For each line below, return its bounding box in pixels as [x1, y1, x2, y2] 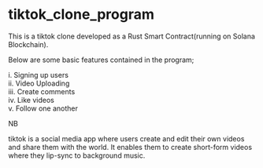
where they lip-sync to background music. [8, 151, 146, 160]
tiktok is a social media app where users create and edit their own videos [8, 133, 245, 143]
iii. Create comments [8, 86, 76, 96]
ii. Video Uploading [8, 79, 70, 88]
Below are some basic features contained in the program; [8, 55, 194, 64]
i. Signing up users [8, 70, 69, 79]
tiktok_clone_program [8, 5, 155, 24]
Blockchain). [8, 39, 49, 49]
